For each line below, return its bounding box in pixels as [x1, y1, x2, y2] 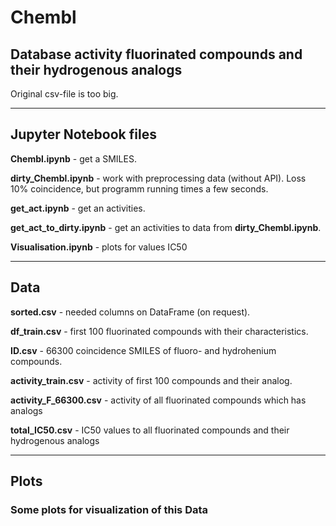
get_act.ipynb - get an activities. [10, 202, 146, 214]
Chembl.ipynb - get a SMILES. [10, 152, 137, 165]
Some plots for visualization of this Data [10, 502, 209, 516]
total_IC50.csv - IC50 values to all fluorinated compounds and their [10, 424, 290, 436]
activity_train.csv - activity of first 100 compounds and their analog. [10, 374, 293, 386]
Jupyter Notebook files [10, 126, 157, 143]
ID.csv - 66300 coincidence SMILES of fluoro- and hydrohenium [10, 344, 277, 356]
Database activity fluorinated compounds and [10, 46, 303, 63]
